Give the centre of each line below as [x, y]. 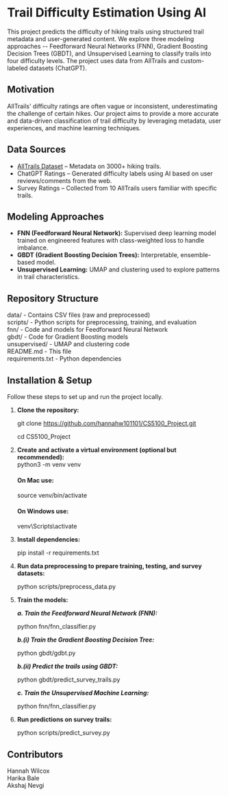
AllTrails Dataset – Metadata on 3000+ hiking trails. [89, 166]
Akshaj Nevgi [26, 786]
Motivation [31, 89]
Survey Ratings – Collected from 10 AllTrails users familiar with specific [117, 188]
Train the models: [42, 600]
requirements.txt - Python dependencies [64, 359]
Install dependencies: [49, 540]
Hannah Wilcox [28, 771]
